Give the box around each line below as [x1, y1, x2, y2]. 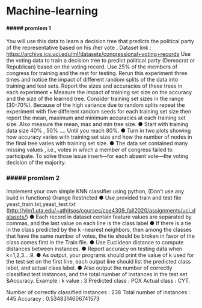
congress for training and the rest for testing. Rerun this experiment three [6, 70, 188, 77]
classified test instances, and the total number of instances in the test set [6, 270, 188, 277]
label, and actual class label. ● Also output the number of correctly [6, 264, 173, 271]
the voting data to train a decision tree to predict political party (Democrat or [6, 57, 195, 64]
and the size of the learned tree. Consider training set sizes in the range [6, 95, 185, 103]
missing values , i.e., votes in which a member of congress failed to [6, 146, 173, 154]
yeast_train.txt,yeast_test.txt [6, 200, 76, 208]
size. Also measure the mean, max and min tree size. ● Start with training [6, 121, 189, 128]
